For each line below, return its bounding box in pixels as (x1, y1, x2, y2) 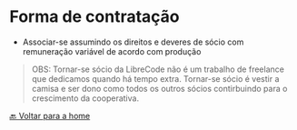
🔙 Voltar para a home (9, 110, 91, 121)
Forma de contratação (9, 6, 180, 27)
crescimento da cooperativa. (31, 93, 139, 104)
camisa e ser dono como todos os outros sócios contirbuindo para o (31, 83, 288, 94)
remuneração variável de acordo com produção (22, 45, 202, 56)
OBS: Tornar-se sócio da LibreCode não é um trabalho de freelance (31, 64, 284, 75)
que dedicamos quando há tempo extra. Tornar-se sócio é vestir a (31, 73, 280, 84)
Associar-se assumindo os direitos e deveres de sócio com (22, 36, 244, 47)
